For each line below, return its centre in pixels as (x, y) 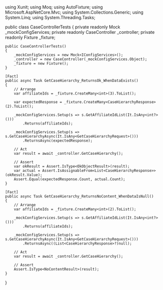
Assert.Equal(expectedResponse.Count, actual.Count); (70, 179)
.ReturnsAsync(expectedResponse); (58, 141)
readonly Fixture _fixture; (30, 37)
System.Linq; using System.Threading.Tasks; (50, 17)
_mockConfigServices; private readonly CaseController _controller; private (80, 32)
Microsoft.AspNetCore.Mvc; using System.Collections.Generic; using (74, 12)
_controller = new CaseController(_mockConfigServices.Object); (81, 59)
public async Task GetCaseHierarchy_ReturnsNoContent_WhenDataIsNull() (79, 196)
